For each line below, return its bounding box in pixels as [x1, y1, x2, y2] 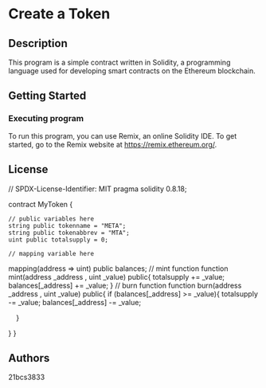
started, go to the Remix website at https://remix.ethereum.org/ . [8, 139, 217, 149]
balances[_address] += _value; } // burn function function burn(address [8, 280, 242, 290]
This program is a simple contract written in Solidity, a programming [8, 57, 231, 67]
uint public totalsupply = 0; [8, 236, 109, 244]
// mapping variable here [8, 249, 94, 257]
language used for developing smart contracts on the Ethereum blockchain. [8, 66, 256, 76]
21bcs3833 [8, 372, 45, 382]
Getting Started [8, 89, 87, 103]
